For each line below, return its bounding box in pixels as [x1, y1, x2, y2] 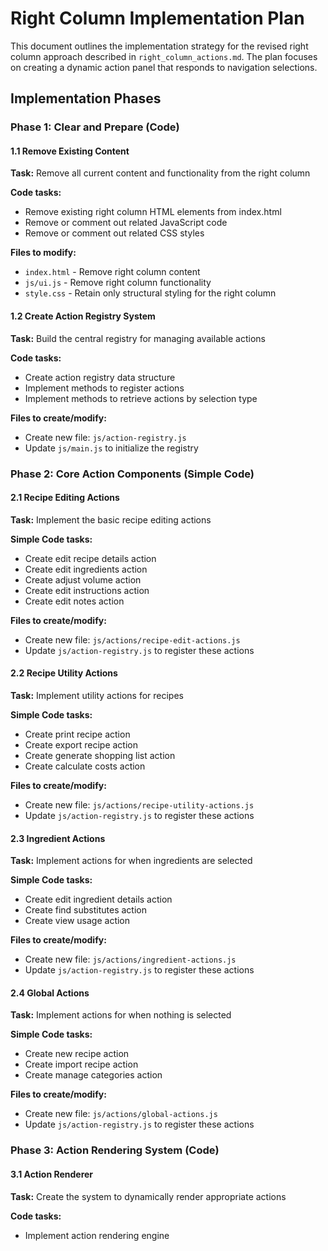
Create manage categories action [24, 1069, 163, 1081]
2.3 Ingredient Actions [10, 832, 106, 844]
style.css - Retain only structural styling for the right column [24, 287, 277, 299]
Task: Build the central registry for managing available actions [10, 332, 266, 344]
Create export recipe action [24, 738, 138, 751]
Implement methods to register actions [24, 382, 185, 394]
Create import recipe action [24, 1058, 139, 1071]
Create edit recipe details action [24, 552, 157, 564]
